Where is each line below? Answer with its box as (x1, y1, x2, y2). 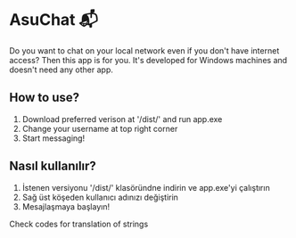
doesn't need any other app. (9, 64, 114, 75)
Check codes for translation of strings (9, 218, 149, 229)
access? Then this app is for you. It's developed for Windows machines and (9, 54, 288, 65)
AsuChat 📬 (9, 10, 98, 30)
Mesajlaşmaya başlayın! (21, 201, 110, 212)
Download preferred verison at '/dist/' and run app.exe (21, 113, 223, 124)
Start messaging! (21, 133, 86, 144)
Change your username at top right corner (21, 123, 178, 134)
